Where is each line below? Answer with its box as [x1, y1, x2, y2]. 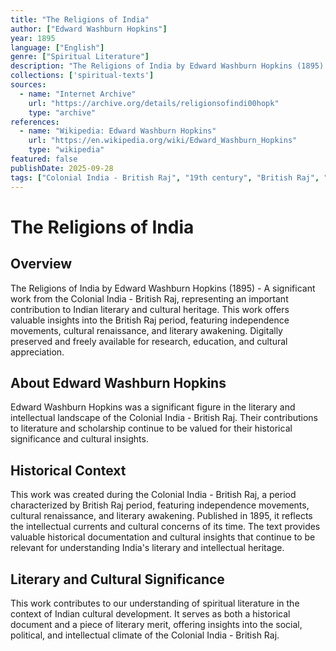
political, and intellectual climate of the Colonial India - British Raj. [10, 629, 280, 641]
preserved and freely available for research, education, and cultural [10, 335, 288, 347]
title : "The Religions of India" [10, 14, 150, 25]
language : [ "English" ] [10, 42, 105, 53]
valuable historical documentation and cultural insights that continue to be [10, 531, 316, 543]
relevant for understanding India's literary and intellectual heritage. [10, 542, 285, 554]
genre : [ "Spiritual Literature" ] [10, 52, 150, 62]
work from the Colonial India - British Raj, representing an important [10, 292, 289, 305]
